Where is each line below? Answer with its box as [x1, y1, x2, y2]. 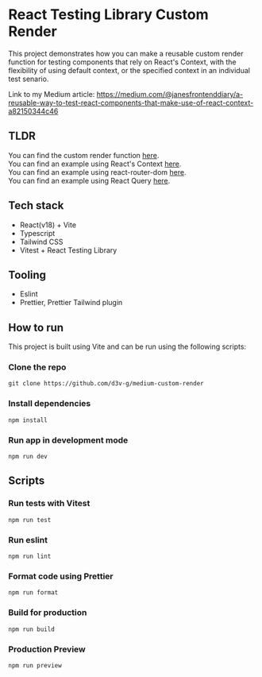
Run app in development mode [8, 435, 129, 446]
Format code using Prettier [8, 571, 114, 582]
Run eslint [8, 534, 48, 545]
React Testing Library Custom [8, 6, 209, 24]
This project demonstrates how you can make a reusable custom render [8, 48, 244, 58]
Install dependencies [8, 398, 91, 409]
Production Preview [8, 644, 86, 655]
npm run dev [8, 453, 48, 461]
